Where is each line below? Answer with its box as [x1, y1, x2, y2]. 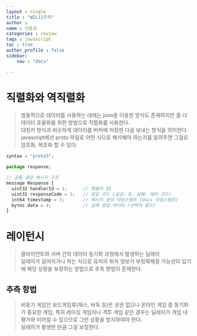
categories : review [6, 31, 57, 37]
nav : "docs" [17, 58, 49, 64]
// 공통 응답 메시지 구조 [6, 175, 59, 181]
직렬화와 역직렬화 [6, 91, 85, 104]
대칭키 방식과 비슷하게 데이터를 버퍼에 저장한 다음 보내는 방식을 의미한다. [20, 126, 188, 134]
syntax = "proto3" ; [6, 153, 54, 159]
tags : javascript [6, 36, 51, 42]
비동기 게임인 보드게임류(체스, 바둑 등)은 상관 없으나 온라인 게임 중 [20, 301, 173, 309]
